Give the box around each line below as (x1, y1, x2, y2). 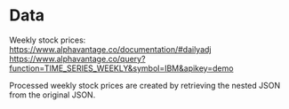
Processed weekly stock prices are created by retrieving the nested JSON (9, 80, 281, 90)
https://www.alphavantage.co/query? (9, 53, 146, 64)
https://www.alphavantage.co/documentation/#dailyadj (9, 43, 212, 54)
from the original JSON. (9, 90, 96, 100)
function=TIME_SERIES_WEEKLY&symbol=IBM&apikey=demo (9, 63, 234, 74)
